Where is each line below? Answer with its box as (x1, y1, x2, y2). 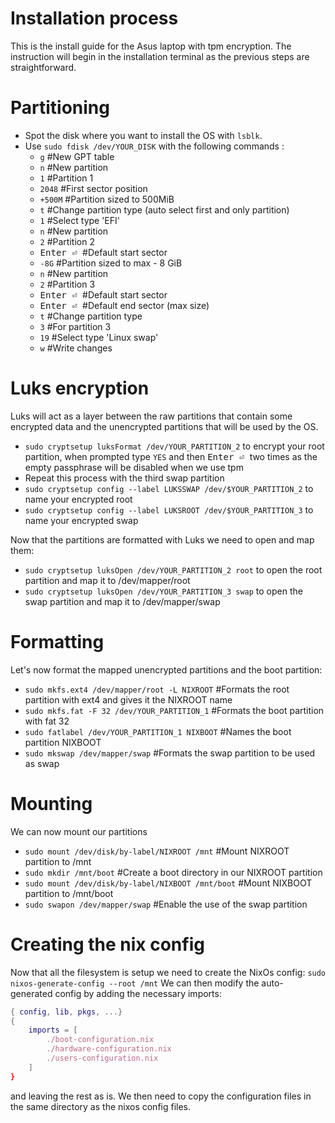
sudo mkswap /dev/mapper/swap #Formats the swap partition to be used (24, 747, 316, 759)
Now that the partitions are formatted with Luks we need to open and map (10, 533, 315, 546)
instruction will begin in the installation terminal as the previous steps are (10, 50, 310, 62)
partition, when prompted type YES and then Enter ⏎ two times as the (24, 450, 318, 462)
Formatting (10, 631, 105, 653)
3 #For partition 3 (39, 320, 112, 332)
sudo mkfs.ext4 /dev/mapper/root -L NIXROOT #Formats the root (24, 683, 290, 695)
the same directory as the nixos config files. (10, 1100, 192, 1112)
